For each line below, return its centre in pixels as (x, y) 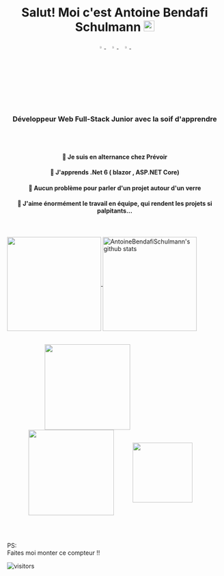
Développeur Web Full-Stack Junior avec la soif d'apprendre (115, 119)
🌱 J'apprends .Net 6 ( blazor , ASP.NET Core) (115, 172)
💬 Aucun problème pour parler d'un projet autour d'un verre (115, 188)
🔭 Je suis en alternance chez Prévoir (115, 157)
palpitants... (115, 211)
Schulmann (108, 27)
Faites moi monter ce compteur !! (54, 553)
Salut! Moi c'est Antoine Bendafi (115, 13)
